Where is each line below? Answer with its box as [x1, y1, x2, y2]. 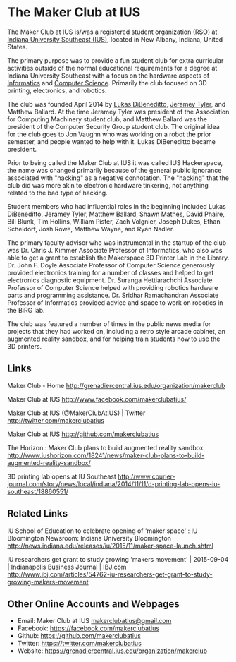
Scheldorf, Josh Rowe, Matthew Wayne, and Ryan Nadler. [7, 224, 175, 233]
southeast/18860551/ [7, 487, 68, 495]
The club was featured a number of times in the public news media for [7, 319, 211, 328]
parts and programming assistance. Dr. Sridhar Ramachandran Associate [7, 291, 219, 299]
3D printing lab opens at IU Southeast [7, 472, 116, 481]
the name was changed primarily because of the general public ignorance [7, 166, 222, 174]
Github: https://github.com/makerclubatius [17, 632, 141, 640]
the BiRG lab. [7, 306, 45, 314]
